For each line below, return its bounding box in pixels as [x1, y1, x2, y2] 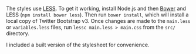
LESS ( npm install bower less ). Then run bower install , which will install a [6, 11, 189, 18]
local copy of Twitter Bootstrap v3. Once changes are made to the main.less [6, 18, 191, 24]
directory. [6, 30, 29, 37]
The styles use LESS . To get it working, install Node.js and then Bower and [6, 5, 187, 12]
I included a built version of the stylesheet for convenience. [6, 41, 150, 48]
